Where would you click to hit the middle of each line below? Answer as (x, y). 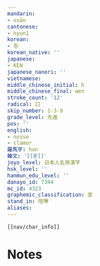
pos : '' (18, 124)
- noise (18, 136)
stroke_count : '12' (35, 98)
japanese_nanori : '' (37, 72)
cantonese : (23, 26)
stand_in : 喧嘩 (28, 202)
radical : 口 (24, 104)
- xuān (17, 20)
